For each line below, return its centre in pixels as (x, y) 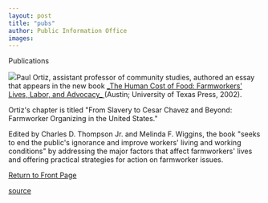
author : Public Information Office (68, 30)
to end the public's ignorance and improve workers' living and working (125, 143)
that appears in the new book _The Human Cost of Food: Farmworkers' (126, 86)
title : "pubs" (32, 23)
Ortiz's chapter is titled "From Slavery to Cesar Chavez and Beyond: (120, 110)
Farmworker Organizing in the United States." (83, 119)
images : (21, 38)
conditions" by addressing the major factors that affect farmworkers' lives (130, 151)
